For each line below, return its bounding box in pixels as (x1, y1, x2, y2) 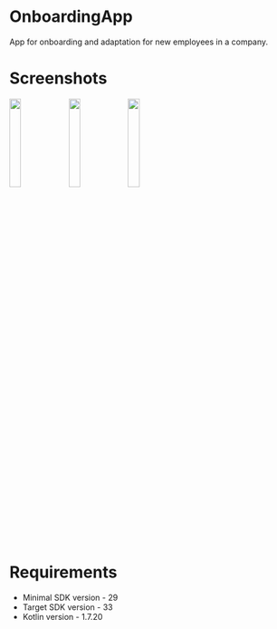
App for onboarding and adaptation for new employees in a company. (9, 36, 269, 47)
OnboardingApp (9, 6, 133, 27)
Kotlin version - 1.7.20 (22, 611, 103, 622)
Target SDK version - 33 (22, 601, 113, 613)
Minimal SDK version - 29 (22, 592, 119, 603)
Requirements (9, 562, 118, 583)
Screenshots (9, 68, 108, 89)
